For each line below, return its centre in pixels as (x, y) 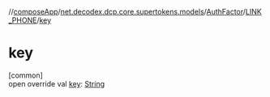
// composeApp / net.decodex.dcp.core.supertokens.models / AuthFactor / (127, 12)
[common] (26, 75)
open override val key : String (57, 83)
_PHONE (23, 20)
